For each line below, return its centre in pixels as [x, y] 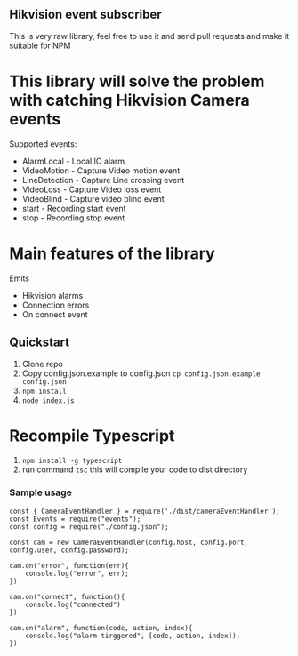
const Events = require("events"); [75, 519]
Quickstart [40, 343]
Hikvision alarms [52, 295]
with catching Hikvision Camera [130, 100]
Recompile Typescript [92, 436]
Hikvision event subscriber [85, 15]
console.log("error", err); [77, 573]
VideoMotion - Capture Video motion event [101, 170]
